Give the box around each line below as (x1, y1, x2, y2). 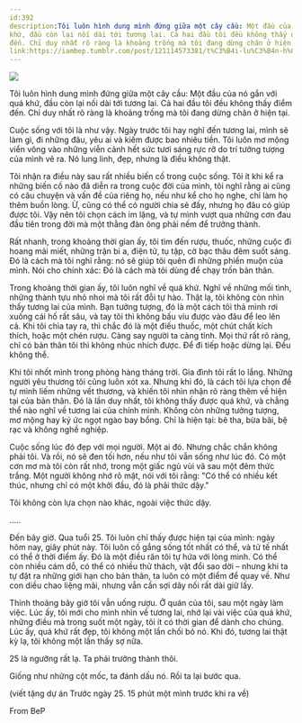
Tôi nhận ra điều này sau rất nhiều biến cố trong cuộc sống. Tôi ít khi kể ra (9, 171, 284, 182)
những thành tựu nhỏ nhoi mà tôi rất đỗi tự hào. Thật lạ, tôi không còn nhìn (9, 292, 285, 303)
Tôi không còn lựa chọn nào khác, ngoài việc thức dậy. (9, 497, 212, 509)
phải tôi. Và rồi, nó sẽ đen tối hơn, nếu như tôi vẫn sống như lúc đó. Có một (9, 451, 286, 462)
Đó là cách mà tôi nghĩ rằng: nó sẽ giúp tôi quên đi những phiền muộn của (9, 256, 284, 267)
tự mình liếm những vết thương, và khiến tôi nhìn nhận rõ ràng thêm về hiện (9, 386, 288, 397)
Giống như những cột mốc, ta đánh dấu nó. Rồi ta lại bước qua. (9, 671, 241, 682)
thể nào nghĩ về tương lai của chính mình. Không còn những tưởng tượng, (9, 405, 280, 416)
